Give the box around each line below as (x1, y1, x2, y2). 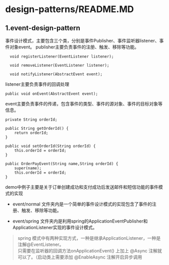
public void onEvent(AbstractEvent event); (5, 91, 98, 96)
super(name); (14, 166, 42, 171)
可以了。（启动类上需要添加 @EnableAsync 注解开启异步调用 (17, 254, 142, 260)
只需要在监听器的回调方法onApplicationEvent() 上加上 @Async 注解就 (17, 248, 162, 253)
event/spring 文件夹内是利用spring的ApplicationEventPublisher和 (12, 218, 148, 224)
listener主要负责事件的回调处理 (5, 81, 70, 87)
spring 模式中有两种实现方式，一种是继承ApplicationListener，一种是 (17, 235, 161, 241)
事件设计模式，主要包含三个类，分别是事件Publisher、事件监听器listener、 (5, 38, 160, 43)
